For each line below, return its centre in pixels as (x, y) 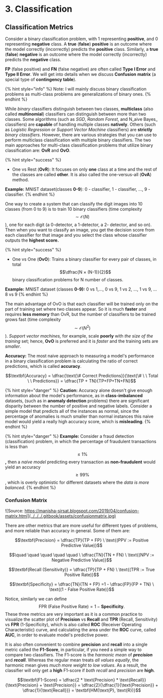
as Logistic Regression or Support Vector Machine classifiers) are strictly (79, 130)
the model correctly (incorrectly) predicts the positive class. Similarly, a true (82, 49)
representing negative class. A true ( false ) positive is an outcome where (79, 44)
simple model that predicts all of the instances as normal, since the (72, 411)
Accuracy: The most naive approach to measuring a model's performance (80, 356)
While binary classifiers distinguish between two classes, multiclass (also (79, 109)
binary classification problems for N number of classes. (68, 280)
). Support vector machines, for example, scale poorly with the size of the (79, 336)
